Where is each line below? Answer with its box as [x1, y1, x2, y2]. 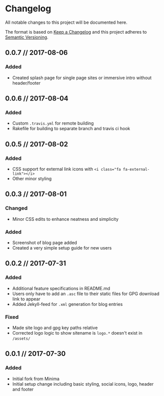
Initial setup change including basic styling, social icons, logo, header [12, 381, 154, 387]
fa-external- [123, 167, 150, 172]
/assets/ [12, 336, 31, 341]
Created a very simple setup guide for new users [12, 245, 112, 250]
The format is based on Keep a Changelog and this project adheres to [5, 29, 147, 35]
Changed [5, 205, 28, 212]
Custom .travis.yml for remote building [12, 120, 94, 126]
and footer [12, 386, 34, 392]
